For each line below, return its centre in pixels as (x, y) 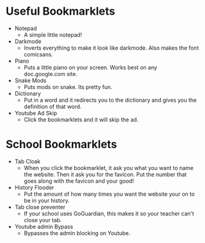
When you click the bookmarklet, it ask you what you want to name (109, 168)
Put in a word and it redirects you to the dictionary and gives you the (110, 100)
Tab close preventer (40, 207)
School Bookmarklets (61, 145)
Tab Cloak (27, 161)
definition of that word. (53, 106)
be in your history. (47, 200)
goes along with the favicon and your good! (79, 181)
